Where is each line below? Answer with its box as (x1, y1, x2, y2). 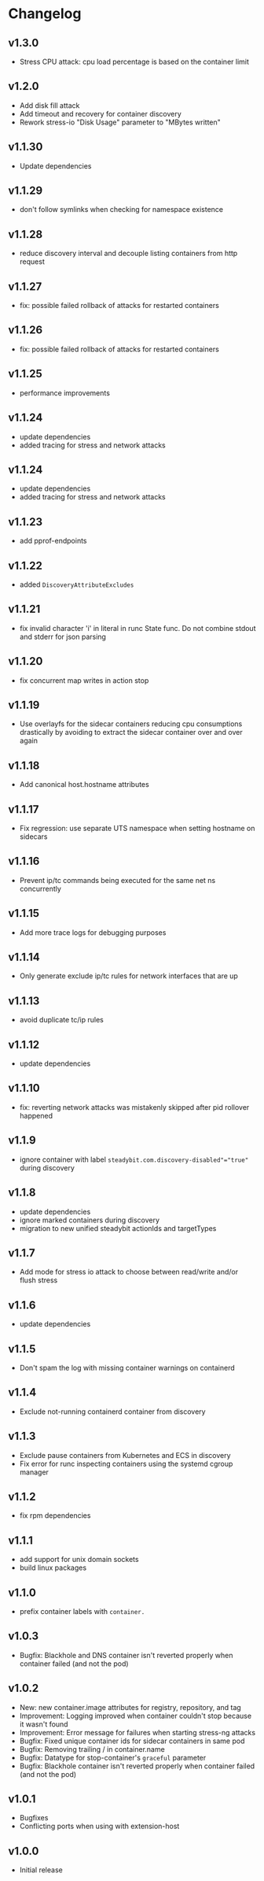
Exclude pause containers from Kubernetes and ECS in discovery (19, 1450, 231, 1460)
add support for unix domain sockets (19, 1555, 139, 1564)
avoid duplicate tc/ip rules (19, 1015, 104, 1025)
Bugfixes (19, 1813, 49, 1823)
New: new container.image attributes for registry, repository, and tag (19, 1702, 241, 1712)
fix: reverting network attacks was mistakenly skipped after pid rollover (19, 1102, 250, 1111)
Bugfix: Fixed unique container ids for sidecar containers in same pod (19, 1736, 245, 1746)
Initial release (19, 1865, 63, 1875)
